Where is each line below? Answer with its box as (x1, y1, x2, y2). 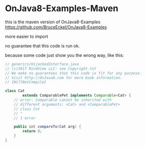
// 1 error (14, 115, 36, 120)
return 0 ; (22, 129, 42, 134)
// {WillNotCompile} (5, 80, 47, 85)
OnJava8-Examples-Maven (5, 3, 119, 14)
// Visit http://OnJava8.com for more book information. (5, 75, 123, 80)
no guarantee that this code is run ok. (5, 43, 80, 49)
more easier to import (5, 33, 49, 39)
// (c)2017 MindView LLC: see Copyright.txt (5, 66, 97, 71)
